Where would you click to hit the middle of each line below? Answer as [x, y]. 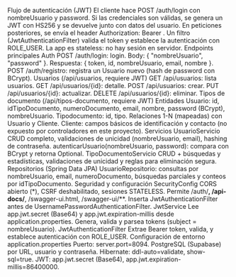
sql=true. [21, 259]
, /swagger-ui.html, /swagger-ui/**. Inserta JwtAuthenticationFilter [121, 199]
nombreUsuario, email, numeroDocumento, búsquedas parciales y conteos [117, 176]
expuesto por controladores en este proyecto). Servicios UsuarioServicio [114, 131]
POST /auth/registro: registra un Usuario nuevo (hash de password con [111, 71]
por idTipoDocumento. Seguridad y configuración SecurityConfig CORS [112, 184]
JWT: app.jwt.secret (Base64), [80, 259]
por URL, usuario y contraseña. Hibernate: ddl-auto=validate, [96, 252]
